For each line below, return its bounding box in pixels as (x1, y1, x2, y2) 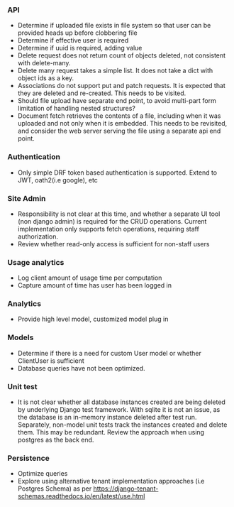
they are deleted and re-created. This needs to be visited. (17, 89, 186, 97)
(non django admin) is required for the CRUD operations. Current (17, 217, 207, 225)
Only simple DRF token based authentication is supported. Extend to (17, 168, 218, 177)
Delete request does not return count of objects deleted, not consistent (17, 51, 225, 60)
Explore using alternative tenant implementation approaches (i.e (17, 477, 205, 486)
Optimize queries (17, 469, 68, 478)
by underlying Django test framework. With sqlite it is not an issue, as (17, 405, 221, 414)
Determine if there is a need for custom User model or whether (17, 349, 202, 357)
